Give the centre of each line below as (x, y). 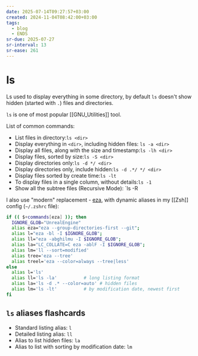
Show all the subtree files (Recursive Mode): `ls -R (76, 188)
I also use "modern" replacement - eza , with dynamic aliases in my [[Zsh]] (98, 200)
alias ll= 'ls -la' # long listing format (76, 278)
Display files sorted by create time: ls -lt (66, 175)
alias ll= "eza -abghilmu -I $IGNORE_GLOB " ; (66, 239)
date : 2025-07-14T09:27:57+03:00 (48, 12)
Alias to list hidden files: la (47, 340)
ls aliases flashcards (46, 313)
